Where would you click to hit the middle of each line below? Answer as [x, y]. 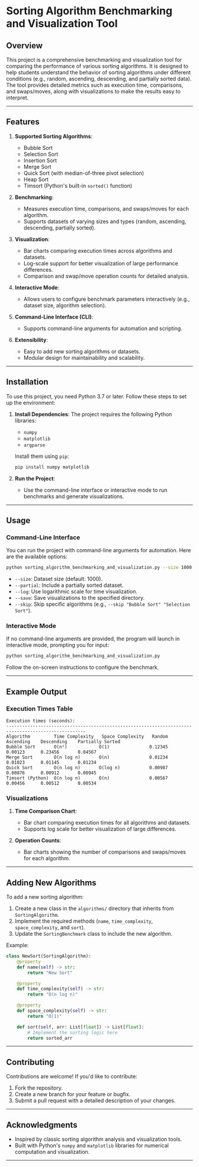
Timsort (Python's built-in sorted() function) [78, 185]
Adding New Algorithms [51, 883]
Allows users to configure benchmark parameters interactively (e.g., [107, 299]
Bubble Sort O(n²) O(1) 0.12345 [87, 747]
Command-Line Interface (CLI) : [54, 317]
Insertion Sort [40, 160]
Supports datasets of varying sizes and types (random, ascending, [105, 221]
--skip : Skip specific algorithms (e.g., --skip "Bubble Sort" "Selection [102, 604]
